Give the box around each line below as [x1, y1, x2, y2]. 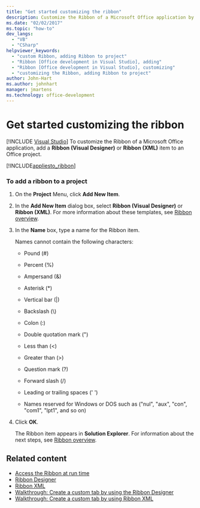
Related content [6, 454, 67, 464]
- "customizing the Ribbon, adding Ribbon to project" [11, 70, 151, 76]
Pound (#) [23, 250, 49, 257]
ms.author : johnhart [6, 81, 58, 87]
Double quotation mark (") [23, 330, 89, 338]
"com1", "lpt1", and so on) [23, 406, 87, 413]
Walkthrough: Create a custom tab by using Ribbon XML [14, 495, 154, 502]
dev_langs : [6, 31, 34, 37]
